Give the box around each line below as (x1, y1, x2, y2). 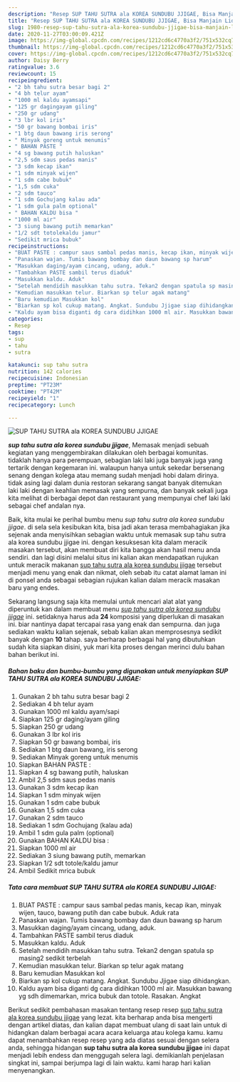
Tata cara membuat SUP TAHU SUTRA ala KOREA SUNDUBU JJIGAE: (8, 882, 216, 892)
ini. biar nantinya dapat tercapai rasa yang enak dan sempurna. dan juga (8, 620, 220, 628)
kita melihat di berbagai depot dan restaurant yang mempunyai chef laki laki (8, 494, 231, 503)
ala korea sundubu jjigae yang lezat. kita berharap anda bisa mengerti (8, 1014, 213, 1022)
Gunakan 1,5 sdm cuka (18, 806, 85, 815)
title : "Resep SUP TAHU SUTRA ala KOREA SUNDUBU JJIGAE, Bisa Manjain (8, 17, 222, 24)
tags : (8, 329, 24, 336)
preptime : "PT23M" (8, 382, 63, 389)
